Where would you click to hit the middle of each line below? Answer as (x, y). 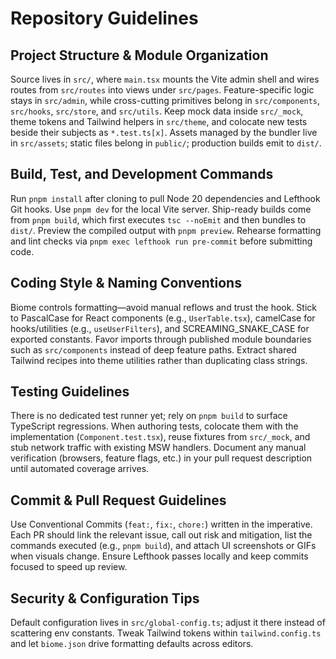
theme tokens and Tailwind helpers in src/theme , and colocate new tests (159, 121)
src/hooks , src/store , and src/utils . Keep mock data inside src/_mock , (157, 111)
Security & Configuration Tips (105, 598)
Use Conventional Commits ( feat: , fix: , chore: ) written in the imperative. (161, 524)
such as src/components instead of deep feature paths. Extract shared (153, 349)
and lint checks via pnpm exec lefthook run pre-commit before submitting (161, 241)
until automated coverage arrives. (80, 469)
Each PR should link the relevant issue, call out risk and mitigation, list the (161, 535)
